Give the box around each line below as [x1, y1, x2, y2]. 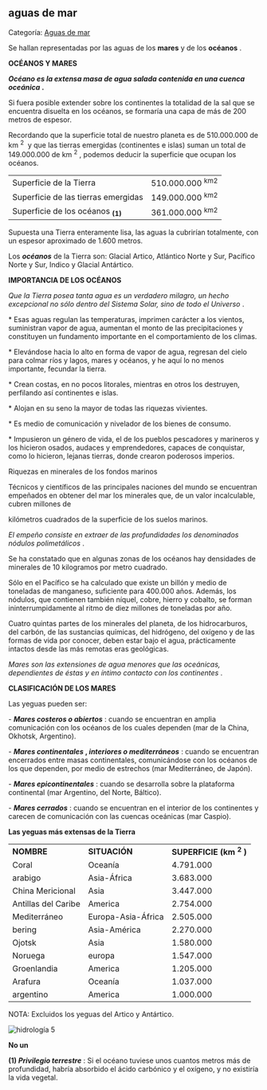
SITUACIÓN [88, 845, 133, 856]
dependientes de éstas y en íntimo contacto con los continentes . [8, 668, 223, 678]
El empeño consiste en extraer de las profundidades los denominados [8, 530, 239, 540]
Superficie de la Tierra [12, 177, 96, 188]
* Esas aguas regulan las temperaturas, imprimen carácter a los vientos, [8, 315, 245, 325]
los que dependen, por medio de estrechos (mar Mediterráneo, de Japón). [8, 764, 253, 773]
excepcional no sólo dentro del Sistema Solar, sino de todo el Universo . [8, 299, 245, 309]
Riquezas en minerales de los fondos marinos [8, 466, 158, 477]
